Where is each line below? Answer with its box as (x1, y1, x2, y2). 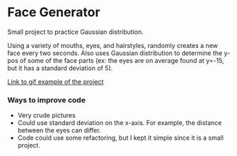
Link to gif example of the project (7, 77, 104, 85)
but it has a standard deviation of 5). (7, 64, 113, 72)
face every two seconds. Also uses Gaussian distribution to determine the (7, 49, 223, 57)
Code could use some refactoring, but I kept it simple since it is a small (17, 133, 224, 142)
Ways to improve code (7, 95, 86, 104)
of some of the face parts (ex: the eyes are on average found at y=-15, (20, 56, 224, 64)
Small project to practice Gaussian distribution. (7, 28, 144, 36)
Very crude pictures (17, 111, 76, 120)
